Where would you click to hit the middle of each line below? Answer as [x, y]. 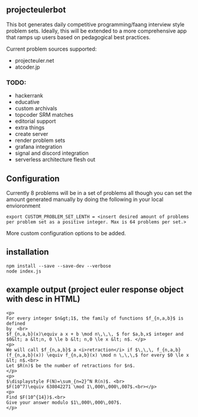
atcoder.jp [27, 67]
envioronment [23, 205]
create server [31, 134]
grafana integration [39, 147]
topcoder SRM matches [44, 115]
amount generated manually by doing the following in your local [85, 199]
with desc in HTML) [43, 299]
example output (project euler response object [95, 290]
